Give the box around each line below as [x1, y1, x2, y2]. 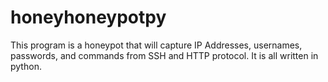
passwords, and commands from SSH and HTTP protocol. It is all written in [10, 49, 319, 61]
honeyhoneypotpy [10, 6, 167, 29]
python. [10, 60, 42, 72]
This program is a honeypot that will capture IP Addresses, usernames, [10, 39, 303, 51]
